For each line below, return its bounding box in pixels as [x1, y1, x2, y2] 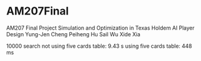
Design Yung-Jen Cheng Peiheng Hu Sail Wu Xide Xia [6, 30, 140, 37]
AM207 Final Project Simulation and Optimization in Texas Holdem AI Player [6, 24, 195, 31]
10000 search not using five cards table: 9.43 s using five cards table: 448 [6, 42, 193, 50]
